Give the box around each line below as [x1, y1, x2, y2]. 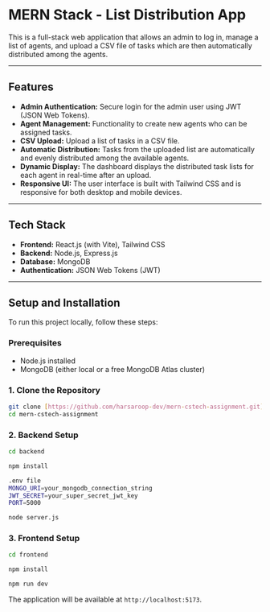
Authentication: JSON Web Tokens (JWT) [19, 265, 161, 275]
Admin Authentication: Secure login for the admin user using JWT [19, 101, 242, 111]
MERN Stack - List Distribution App [8, 6, 247, 24]
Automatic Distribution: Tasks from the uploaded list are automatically [19, 144, 256, 154]
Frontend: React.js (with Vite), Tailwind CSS [19, 239, 166, 249]
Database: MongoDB [19, 256, 91, 267]
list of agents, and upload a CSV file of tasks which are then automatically [8, 40, 253, 50]
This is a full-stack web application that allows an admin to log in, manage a [8, 32, 259, 42]
